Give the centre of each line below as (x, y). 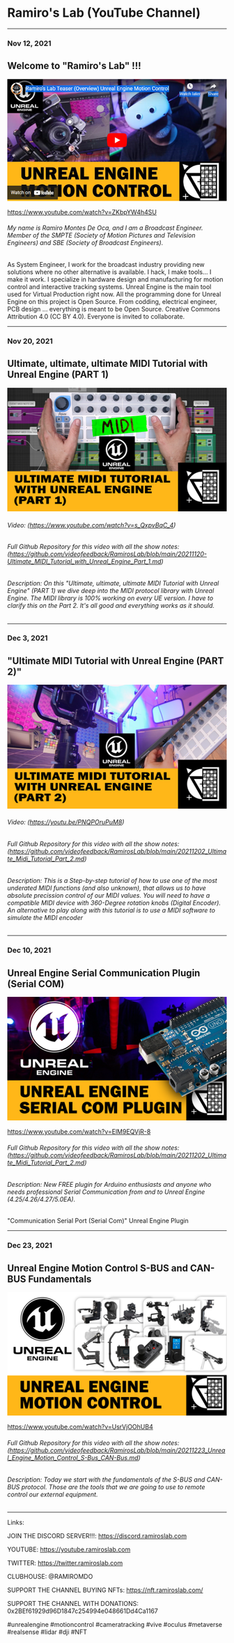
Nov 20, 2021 (30, 341)
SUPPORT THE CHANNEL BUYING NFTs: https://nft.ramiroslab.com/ (105, 1590)
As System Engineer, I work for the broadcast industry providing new (106, 264)
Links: (16, 1522)
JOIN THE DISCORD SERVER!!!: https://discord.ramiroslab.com (97, 1536)
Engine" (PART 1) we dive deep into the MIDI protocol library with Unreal (111, 590)
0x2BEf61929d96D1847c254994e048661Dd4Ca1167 (83, 1611)
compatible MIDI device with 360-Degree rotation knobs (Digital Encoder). (114, 903)
